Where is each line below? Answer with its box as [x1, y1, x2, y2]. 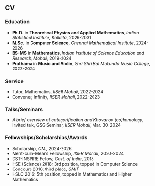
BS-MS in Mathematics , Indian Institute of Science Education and [12, 50, 144, 56]
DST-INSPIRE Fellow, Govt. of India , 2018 [12, 155, 94, 162]
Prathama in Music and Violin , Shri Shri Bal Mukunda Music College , [12, 60, 151, 66]
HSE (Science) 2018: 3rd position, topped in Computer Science [12, 161, 138, 167]
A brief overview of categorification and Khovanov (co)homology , [12, 117, 144, 123]
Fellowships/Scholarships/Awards [5, 135, 88, 141]
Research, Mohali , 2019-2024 [12, 55, 72, 61]
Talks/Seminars [5, 106, 43, 113]
